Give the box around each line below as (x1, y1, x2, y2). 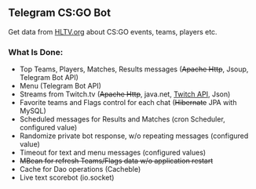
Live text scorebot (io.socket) (19, 173, 115, 183)
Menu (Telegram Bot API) (19, 82, 102, 91)
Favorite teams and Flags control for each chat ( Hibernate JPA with (19, 98, 237, 107)
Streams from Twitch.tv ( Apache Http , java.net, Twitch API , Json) (19, 89, 231, 99)
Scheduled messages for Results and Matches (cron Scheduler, (19, 114, 225, 124)
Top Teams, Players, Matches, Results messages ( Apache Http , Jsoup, (19, 64, 249, 74)
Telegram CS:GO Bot (8, 6, 112, 20)
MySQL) (19, 106, 47, 116)
